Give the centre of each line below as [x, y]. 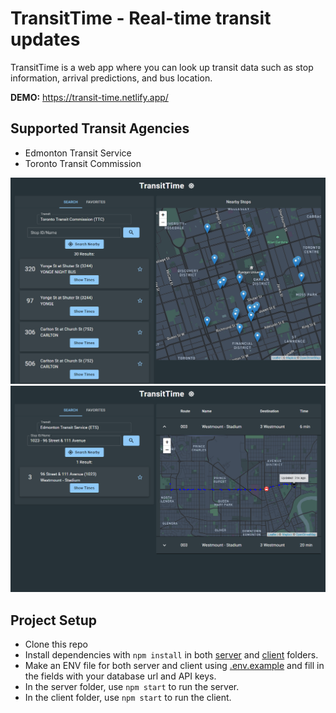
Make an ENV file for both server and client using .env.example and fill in [174, 666]
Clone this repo [56, 644]
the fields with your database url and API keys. [120, 676]
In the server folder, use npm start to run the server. [132, 687]
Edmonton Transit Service [78, 153]
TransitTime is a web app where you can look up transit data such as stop [162, 67]
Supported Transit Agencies [100, 128]
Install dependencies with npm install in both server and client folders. [171, 655]
